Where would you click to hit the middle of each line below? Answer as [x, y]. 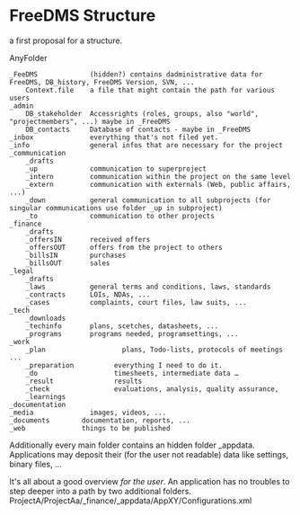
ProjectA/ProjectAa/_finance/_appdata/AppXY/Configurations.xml [131, 501]
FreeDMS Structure [83, 16]
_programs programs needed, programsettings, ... [132, 333]
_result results [84, 381]
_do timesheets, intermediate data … [132, 373]
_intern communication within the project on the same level [159, 176]
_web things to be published [90, 428]
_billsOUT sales [68, 263]
